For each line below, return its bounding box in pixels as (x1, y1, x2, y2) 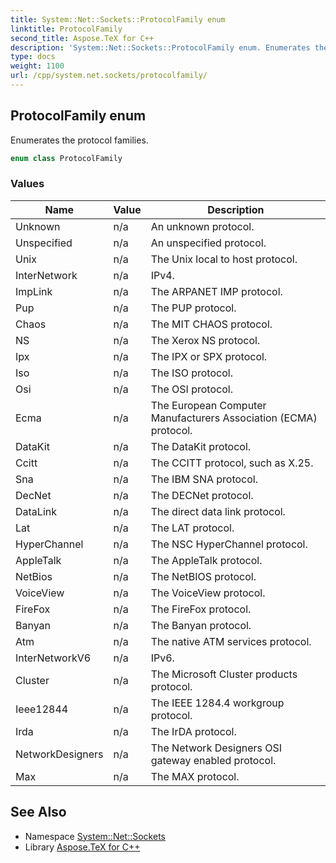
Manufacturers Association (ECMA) (150, 411, 318, 425)
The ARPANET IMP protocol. (150, 284, 283, 298)
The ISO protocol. (150, 366, 233, 380)
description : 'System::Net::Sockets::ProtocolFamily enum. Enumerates (10, 42, 311, 53)
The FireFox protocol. (150, 602, 252, 616)
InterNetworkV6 (15, 651, 92, 665)
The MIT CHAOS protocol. (150, 317, 273, 331)
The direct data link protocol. (150, 504, 286, 518)
